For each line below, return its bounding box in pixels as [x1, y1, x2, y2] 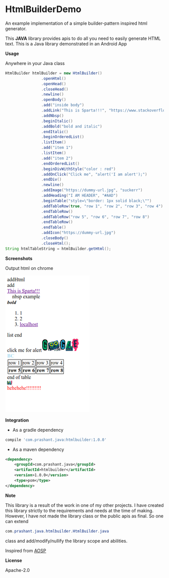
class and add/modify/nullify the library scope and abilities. [5, 538, 128, 544]
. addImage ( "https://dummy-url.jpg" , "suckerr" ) [41, 188, 143, 193]
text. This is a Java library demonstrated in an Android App [5, 40, 127, 46]
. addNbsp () [41, 113, 64, 118]
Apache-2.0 [5, 567, 30, 573]
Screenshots [5, 255, 33, 261]
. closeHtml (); [41, 241, 71, 246]
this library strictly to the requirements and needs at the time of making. [5, 507, 154, 513]
